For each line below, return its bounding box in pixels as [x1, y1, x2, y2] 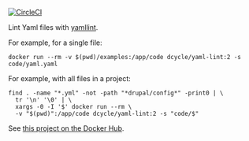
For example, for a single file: [8, 38, 102, 47]
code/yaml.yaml [8, 60, 58, 68]
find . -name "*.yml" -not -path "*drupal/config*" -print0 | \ [8, 89, 224, 97]
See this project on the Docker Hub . [8, 124, 124, 133]
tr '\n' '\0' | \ [15, 96, 72, 104]
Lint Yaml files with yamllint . [8, 23, 98, 32]
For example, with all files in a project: [8, 74, 132, 83]
